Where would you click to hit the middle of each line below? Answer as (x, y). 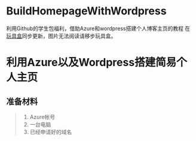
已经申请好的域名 (51, 132)
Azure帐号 (42, 117)
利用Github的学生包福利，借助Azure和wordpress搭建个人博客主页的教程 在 (98, 28)
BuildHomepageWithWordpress (86, 11)
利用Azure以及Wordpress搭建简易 (91, 63)
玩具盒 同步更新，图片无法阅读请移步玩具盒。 (61, 36)
